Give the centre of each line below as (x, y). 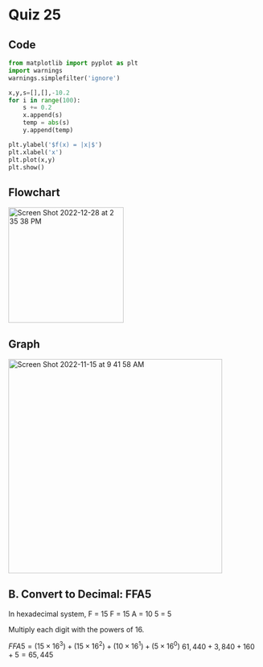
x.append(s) (43, 115)
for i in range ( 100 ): (45, 100)
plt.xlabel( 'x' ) (35, 152)
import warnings (35, 70)
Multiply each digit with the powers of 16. (76, 629)
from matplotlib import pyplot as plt (73, 63)
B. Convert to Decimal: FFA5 (80, 594)
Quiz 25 (35, 15)
